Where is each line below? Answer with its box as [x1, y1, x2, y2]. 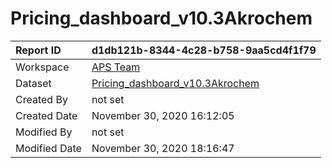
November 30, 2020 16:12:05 [91, 108, 235, 122]
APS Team [91, 60, 141, 74]
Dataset [15, 76, 52, 90]
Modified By [15, 125, 73, 139]
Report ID [15, 43, 62, 57]
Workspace [15, 60, 70, 74]
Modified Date [15, 141, 82, 155]
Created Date [15, 108, 78, 122]
